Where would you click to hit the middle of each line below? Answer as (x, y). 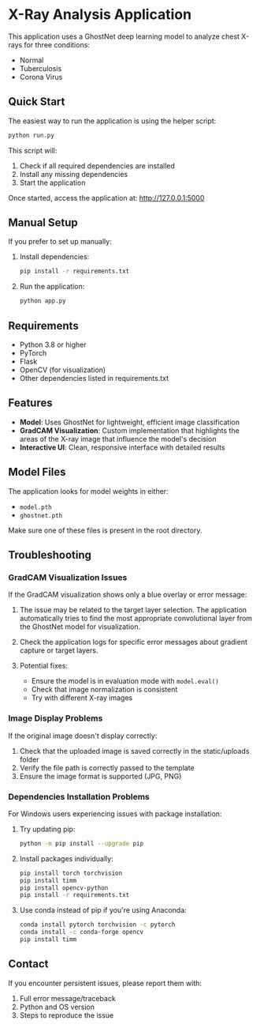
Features (30, 403)
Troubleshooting (50, 555)
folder (29, 759)
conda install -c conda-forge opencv (82, 932)
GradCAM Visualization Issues (68, 577)
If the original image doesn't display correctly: (83, 736)
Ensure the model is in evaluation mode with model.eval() (125, 681)
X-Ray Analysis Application (100, 15)
